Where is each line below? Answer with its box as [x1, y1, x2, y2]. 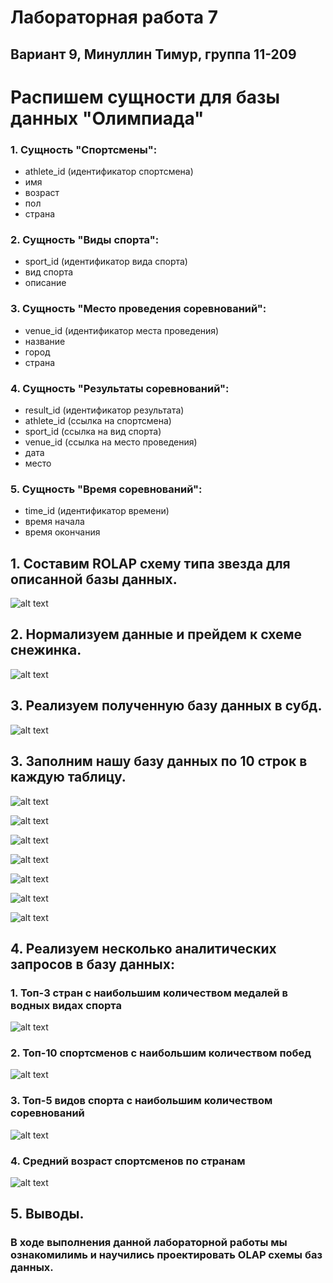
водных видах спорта [10, 998, 122, 1012]
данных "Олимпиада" [10, 107, 205, 130]
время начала [24, 516, 85, 528]
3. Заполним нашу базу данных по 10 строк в [10, 753, 308, 770]
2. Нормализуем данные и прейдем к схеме [10, 626, 303, 643]
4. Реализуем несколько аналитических [10, 940, 277, 957]
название [24, 335, 66, 347]
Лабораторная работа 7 [10, 6, 219, 29]
